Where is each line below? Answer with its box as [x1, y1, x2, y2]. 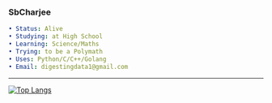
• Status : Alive [8, 25, 63, 33]
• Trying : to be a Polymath [8, 47, 104, 55]
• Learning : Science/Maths [8, 40, 100, 49]
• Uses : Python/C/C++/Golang [8, 55, 107, 63]
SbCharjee [8, 6, 51, 18]
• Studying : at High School [8, 32, 104, 41]
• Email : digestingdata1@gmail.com [8, 62, 129, 71]
